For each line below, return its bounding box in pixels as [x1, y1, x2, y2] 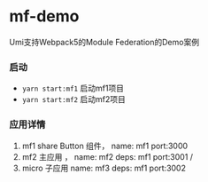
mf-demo [9, 6, 80, 27]
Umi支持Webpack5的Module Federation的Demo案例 [9, 36, 200, 47]
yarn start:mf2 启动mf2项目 [21, 94, 126, 105]
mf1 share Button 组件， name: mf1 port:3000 [21, 140, 189, 151]
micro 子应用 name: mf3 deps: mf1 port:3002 [21, 162, 186, 173]
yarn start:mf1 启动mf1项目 [21, 83, 125, 94]
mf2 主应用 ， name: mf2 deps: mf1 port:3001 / [21, 151, 193, 162]
